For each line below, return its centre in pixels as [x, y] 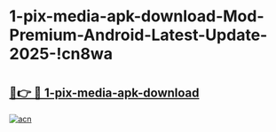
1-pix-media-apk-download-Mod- [137, 16]
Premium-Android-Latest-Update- [138, 35]
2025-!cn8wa [61, 54]
